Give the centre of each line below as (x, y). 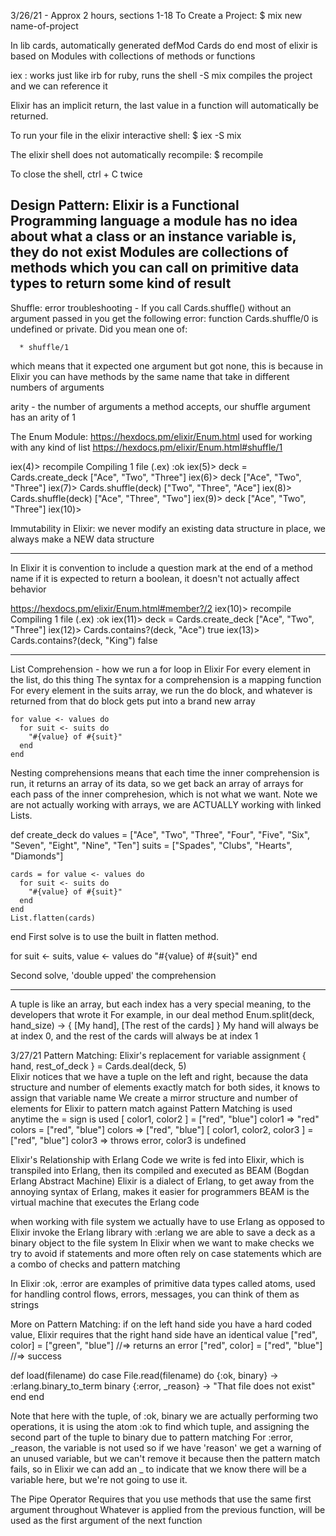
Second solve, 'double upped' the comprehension (113, 975)
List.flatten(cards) (53, 918)
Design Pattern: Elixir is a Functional (125, 205)
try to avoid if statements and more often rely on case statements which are (166, 1253)
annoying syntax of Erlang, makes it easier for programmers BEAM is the (160, 1191)
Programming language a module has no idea (154, 221)
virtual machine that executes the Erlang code (105, 1202)
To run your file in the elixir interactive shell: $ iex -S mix (126, 135)
